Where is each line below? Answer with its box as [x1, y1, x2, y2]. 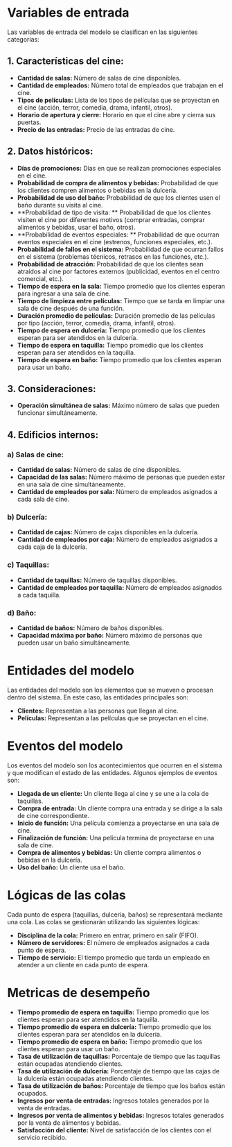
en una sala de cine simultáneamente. [17, 480, 126, 488]
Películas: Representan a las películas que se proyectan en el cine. [17, 713, 209, 722]
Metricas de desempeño [7, 985, 150, 1001]
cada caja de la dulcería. [17, 543, 88, 551]
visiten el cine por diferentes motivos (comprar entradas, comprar [17, 215, 206, 223]
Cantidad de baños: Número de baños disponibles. [17, 623, 164, 632]
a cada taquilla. [17, 591, 61, 599]
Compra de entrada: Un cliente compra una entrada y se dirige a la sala [17, 804, 223, 813]
